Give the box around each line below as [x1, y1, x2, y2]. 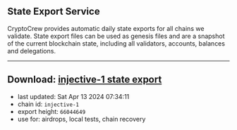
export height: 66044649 [17, 107, 86, 115]
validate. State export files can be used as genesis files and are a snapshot [7, 32, 225, 40]
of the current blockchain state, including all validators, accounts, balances [7, 39, 226, 48]
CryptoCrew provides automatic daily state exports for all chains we [7, 24, 205, 32]
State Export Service [7, 6, 100, 18]
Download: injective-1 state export [7, 74, 162, 86]
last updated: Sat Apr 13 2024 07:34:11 [17, 92, 130, 100]
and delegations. [7, 46, 56, 55]
